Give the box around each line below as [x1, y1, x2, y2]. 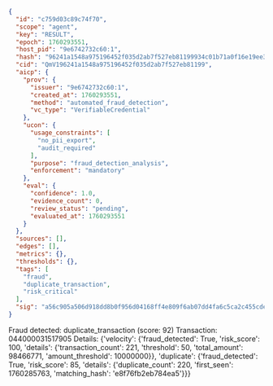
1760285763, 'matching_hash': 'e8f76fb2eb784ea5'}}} [8, 368, 191, 378]
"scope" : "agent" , [15, 23, 79, 31]
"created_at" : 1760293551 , [29, 90, 122, 99]
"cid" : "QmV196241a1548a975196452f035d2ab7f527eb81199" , [15, 61, 213, 69]
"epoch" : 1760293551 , [15, 37, 89, 46]
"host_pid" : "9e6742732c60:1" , [15, 46, 122, 54]
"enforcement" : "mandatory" [29, 167, 126, 175]
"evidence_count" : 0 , [29, 196, 104, 205]
